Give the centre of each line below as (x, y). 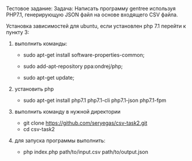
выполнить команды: (41, 44)
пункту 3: (18, 32)
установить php (34, 89)
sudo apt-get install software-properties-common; (84, 55)
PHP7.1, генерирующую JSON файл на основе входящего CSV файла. (92, 15)
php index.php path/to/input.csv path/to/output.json (86, 152)
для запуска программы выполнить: (60, 141)
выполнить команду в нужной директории (67, 112)
